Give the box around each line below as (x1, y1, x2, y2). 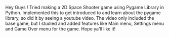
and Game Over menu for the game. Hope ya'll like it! (5, 26, 116, 32)
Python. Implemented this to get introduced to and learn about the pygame (5, 10, 161, 16)
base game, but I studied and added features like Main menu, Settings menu (5, 20, 164, 26)
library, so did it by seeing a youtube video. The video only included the (5, 15, 154, 21)
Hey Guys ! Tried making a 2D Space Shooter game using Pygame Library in (5, 5, 164, 10)
